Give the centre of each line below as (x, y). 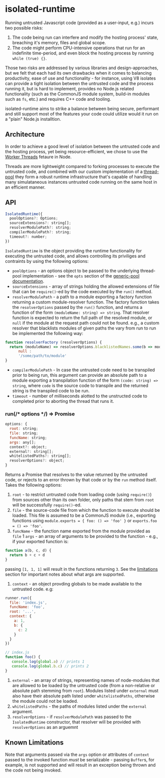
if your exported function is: (40, 542)
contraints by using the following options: (47, 261)
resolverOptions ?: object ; (37, 461)
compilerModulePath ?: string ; (40, 232)
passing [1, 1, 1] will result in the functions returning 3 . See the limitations (82, 569)
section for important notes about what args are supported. (65, 574)
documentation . (28, 281)
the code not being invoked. (33, 770)
